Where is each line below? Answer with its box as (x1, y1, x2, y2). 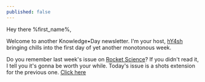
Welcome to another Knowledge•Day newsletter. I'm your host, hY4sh (6, 37, 183, 44)
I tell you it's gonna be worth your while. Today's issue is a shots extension (6, 62, 195, 69)
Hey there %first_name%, (6, 26, 72, 33)
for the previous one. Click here (6, 68, 87, 76)
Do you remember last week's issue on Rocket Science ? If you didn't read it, (6, 55, 199, 63)
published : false (6, 9, 51, 15)
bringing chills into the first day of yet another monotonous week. (6, 44, 172, 51)
